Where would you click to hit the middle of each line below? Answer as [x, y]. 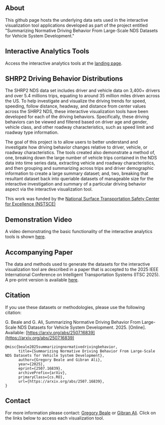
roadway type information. [32, 132]
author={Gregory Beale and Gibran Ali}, [60, 360]
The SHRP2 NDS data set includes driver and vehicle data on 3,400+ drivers [82, 90]
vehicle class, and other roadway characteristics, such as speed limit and [80, 127]
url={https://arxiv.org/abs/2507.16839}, [61, 381]
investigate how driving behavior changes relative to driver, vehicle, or [76, 147]
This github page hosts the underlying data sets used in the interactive [77, 20]
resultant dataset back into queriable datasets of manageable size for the [79, 179]
